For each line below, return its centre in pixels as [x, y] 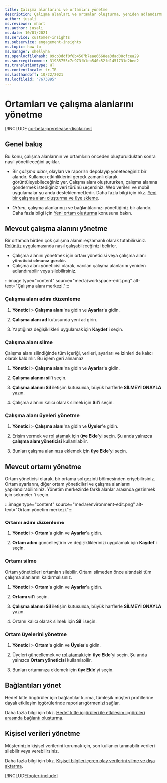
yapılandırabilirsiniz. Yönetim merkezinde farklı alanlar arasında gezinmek [80, 489]
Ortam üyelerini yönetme [36, 634]
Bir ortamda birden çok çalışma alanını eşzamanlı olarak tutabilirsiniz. [76, 241]
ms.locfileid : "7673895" [31, 79]
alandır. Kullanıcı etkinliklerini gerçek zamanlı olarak [65, 176]
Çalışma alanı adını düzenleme [43, 299]
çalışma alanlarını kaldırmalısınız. [39, 577]
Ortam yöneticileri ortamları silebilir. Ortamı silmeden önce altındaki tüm [78, 572]
